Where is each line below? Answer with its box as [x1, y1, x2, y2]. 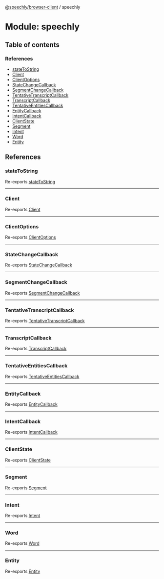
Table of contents [5, 40, 60, 49]
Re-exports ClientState [5, 457, 51, 463]
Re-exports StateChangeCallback [5, 262, 72, 268]
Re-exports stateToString [5, 179, 56, 184]
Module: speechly [5, 21, 80, 32]
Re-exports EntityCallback [5, 401, 58, 407]
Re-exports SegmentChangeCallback [5, 290, 80, 296]
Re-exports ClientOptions [5, 234, 56, 240]
